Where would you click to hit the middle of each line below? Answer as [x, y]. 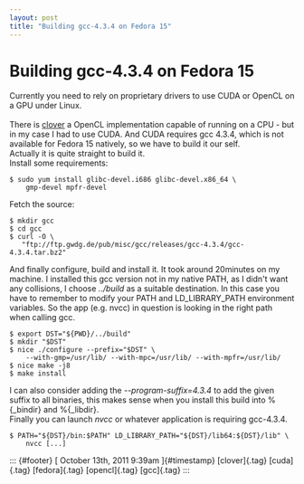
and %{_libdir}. [71, 410]
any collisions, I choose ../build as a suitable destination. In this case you [145, 289]
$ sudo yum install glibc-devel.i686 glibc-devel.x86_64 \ [123, 180]
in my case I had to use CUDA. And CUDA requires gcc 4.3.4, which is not [147, 134]
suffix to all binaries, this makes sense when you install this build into [138, 400]
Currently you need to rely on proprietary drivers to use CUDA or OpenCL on [152, 96]
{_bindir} [26, 410]
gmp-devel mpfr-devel [66, 188]
